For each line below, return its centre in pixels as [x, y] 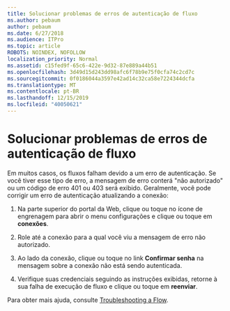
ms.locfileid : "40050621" [45, 105]
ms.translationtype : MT [42, 85]
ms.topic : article [34, 46]
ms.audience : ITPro [36, 40]
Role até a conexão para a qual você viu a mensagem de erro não [111, 237]
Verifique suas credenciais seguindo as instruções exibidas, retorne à [117, 279]
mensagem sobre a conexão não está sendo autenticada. [100, 265]
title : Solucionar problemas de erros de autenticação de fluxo [102, 14]
